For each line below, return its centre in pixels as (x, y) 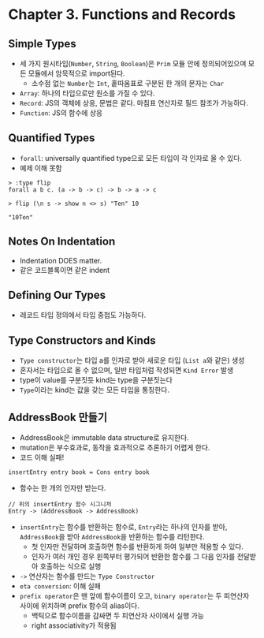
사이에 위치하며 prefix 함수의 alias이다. (80, 606)
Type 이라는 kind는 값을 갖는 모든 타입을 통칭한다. (94, 390)
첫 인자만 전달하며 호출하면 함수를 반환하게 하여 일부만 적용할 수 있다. (138, 547)
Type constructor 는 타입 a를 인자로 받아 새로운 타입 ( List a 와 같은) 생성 (132, 360)
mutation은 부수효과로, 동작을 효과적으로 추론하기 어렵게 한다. (115, 448)
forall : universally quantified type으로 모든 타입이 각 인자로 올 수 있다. (131, 158)
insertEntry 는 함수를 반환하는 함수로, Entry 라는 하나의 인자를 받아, (123, 527)
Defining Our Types (57, 295)
